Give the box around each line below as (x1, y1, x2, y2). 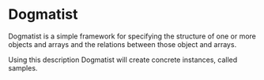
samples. (8, 63, 38, 72)
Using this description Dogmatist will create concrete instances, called (8, 55, 238, 64)
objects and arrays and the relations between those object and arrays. (8, 39, 237, 49)
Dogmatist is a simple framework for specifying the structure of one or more (8, 31, 257, 41)
